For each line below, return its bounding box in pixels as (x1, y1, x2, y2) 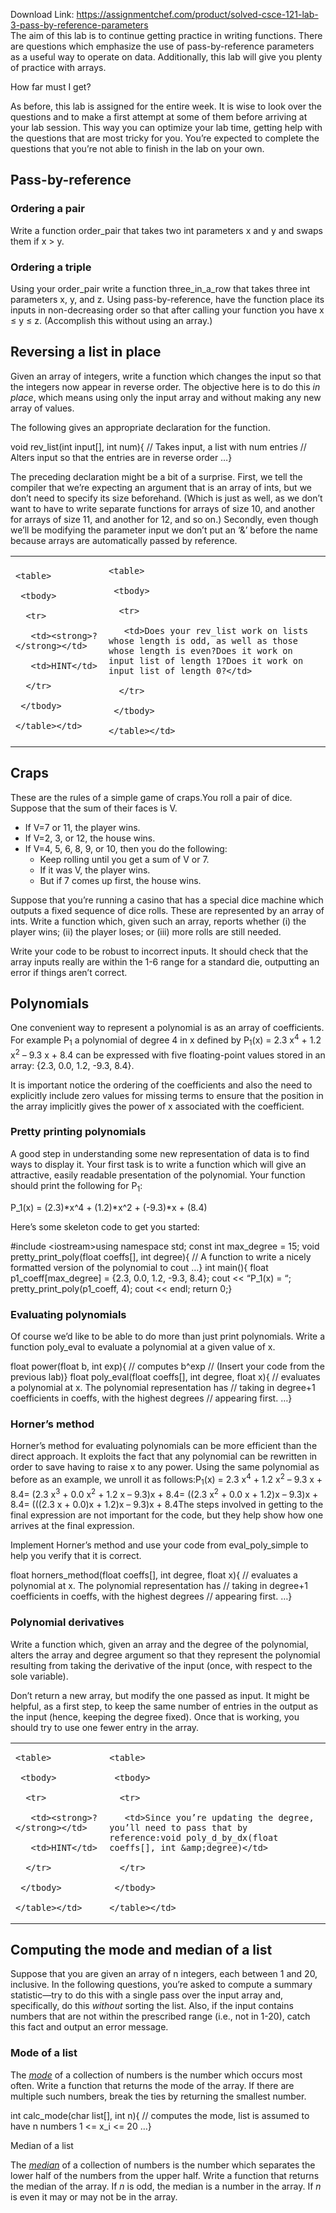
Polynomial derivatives (10, 1615, 125, 1629)
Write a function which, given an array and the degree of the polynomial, (10, 1638, 309, 1650)
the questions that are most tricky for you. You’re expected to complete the (10, 132, 320, 144)
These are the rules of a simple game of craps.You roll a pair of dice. (10, 791, 293, 803)
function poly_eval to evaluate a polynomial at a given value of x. (10, 1340, 276, 1353)
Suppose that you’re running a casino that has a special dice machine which (10, 894, 324, 906)
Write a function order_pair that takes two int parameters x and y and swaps (10, 224, 324, 236)
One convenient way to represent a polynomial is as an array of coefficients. (10, 1022, 325, 1034)
